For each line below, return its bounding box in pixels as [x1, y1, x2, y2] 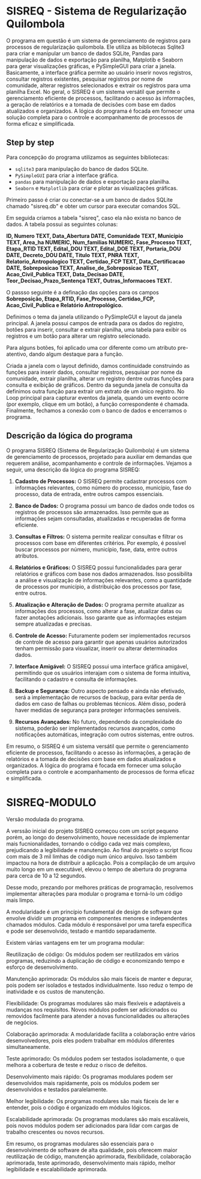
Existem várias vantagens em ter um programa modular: [6, 939, 145, 946]
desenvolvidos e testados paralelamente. [6, 1086, 108, 1093]
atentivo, [6, 350, 28, 358]
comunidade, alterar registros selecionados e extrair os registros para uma [6, 81, 191, 89]
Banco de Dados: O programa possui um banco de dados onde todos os [14, 502, 195, 509]
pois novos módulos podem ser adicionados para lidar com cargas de [6, 1122, 179, 1129]
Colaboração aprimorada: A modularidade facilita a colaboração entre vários [6, 1030, 196, 1037]
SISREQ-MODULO [6, 795, 97, 809]
